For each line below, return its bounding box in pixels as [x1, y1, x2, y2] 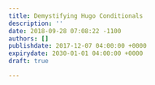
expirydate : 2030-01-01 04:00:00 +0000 [8, 49, 144, 57]
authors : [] [8, 34, 49, 43]
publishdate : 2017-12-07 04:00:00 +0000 [8, 42, 148, 50]
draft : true [8, 57, 49, 66]
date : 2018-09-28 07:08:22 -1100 [8, 27, 122, 35]
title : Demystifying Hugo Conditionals [8, 11, 144, 20]
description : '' [8, 19, 63, 28]
